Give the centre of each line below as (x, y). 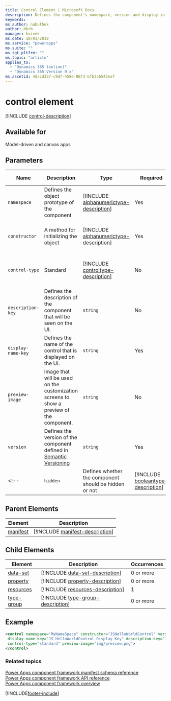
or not (90, 490)
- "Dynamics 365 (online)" (38, 67)
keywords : (16, 19)
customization (61, 391)
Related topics (23, 661)
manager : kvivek (22, 34)
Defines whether (103, 472)
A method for (60, 230)
